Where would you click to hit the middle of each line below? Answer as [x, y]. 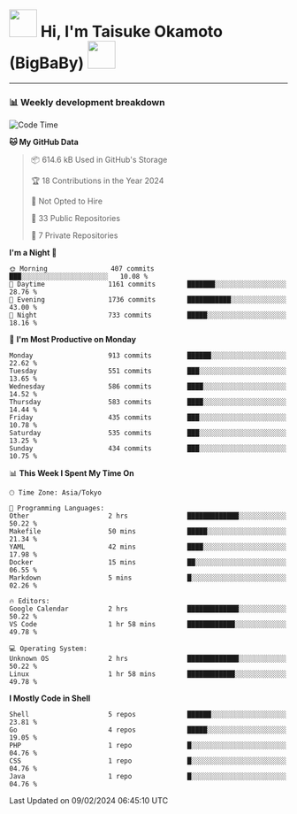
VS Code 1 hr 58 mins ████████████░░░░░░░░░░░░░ [148, 625]
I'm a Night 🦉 [33, 253]
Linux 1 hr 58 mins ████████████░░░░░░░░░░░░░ [148, 674]
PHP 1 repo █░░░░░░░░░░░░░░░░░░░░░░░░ [148, 746]
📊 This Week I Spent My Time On [72, 473]
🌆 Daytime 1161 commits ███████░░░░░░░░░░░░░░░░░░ [148, 284]
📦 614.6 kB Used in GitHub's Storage [99, 160]
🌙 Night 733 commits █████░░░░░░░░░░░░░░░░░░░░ [148, 315]
